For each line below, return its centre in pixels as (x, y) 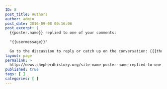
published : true (22, 70)
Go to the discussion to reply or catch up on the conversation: (79, 51)
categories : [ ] (22, 79)
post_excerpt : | (22, 28)
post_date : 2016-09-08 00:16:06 (39, 23)
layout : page (19, 56)
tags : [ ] (15, 74)
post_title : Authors (27, 14)
